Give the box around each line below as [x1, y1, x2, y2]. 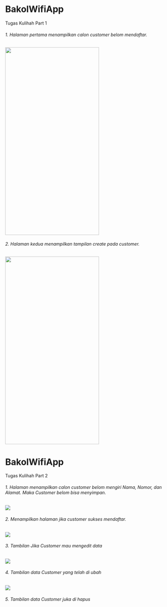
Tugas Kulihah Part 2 [5, 473, 48, 479]
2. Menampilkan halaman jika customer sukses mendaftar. [5, 516, 126, 522]
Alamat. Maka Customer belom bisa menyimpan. [5, 489, 106, 495]
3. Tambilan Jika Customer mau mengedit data [5, 543, 102, 549]
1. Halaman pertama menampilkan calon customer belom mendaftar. [5, 32, 147, 38]
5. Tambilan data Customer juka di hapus [5, 596, 90, 602]
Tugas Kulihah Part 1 [5, 20, 47, 26]
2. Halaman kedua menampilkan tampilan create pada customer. [5, 241, 140, 247]
